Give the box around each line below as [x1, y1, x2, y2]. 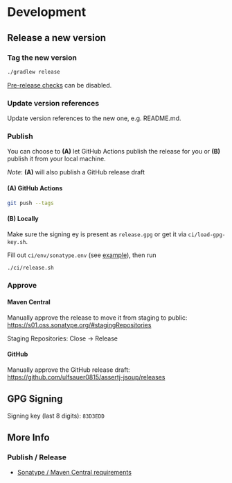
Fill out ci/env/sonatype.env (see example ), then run [7, 251, 157, 259]
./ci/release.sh [7, 264, 54, 271]
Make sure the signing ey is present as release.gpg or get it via [7, 230, 187, 238]
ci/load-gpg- [188, 231, 226, 238]
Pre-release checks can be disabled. [7, 81, 112, 89]
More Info [7, 432, 50, 443]
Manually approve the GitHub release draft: [7, 366, 130, 374]
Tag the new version [7, 53, 78, 63]
